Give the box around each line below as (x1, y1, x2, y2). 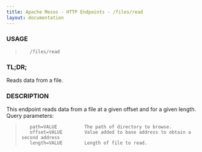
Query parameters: (6, 112, 54, 120)
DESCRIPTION (6, 92, 49, 101)
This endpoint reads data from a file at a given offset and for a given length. (6, 106, 197, 113)
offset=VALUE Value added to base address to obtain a (29, 129, 191, 136)
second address (21, 135, 60, 141)
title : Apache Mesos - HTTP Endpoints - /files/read (6, 9, 143, 15)
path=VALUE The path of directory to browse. (29, 124, 172, 130)
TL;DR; (6, 62, 27, 71)
